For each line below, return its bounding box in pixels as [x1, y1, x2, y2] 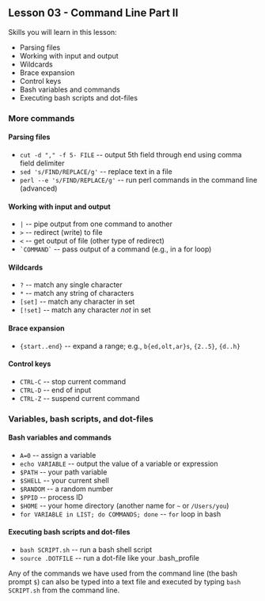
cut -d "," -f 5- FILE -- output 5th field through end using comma [19, 149, 243, 159]
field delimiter [19, 158, 65, 168]
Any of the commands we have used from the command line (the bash [8, 569, 238, 578]
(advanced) [19, 183, 58, 193]
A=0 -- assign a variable [19, 450, 97, 459]
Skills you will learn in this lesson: [8, 27, 117, 36]
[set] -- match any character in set [19, 297, 135, 307]
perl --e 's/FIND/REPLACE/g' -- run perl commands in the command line [19, 175, 258, 184]
